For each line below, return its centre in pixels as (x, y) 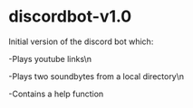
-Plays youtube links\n (50, 58)
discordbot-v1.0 (70, 17)
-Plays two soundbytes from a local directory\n (96, 76)
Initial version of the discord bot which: (81, 41)
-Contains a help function (56, 94)
